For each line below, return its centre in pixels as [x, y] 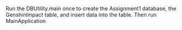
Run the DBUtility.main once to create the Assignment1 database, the [91, 9]
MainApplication [26, 21]
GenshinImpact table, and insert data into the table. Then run [81, 15]
